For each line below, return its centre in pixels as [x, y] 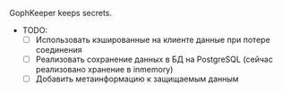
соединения [59, 50]
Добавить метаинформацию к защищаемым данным [137, 79]
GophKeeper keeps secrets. [61, 13]
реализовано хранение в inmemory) [104, 70]
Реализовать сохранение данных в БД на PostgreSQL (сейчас [154, 59]
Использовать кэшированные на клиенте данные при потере [153, 40]
